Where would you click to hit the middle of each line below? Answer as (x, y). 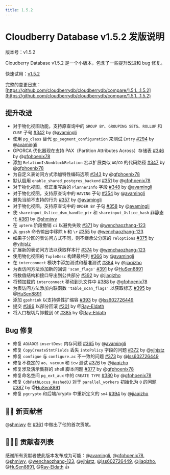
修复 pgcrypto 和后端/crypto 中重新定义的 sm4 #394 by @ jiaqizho (80, 394)
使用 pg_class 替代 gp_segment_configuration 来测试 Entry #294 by (83, 139)
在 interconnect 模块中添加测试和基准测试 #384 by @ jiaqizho (77, 263)
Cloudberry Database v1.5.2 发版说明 (85, 37)
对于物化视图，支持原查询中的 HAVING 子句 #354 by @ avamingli (79, 193)
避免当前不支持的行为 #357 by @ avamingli (57, 200)
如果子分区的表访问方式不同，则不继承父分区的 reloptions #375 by (83, 238)
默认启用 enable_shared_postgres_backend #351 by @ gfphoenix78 (81, 181)
